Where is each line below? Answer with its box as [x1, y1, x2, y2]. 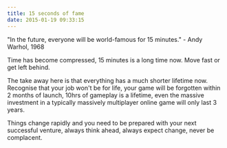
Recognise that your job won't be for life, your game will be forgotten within [7, 84, 221, 92]
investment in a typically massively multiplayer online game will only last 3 [7, 98, 217, 106]
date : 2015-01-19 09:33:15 [7, 16, 85, 23]
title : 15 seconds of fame [7, 10, 85, 17]
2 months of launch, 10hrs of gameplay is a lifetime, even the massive [7, 90, 204, 99]
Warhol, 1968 [7, 42, 45, 51]
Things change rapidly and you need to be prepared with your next [7, 119, 197, 127]
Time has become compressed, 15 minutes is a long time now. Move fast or [7, 56, 220, 64]
